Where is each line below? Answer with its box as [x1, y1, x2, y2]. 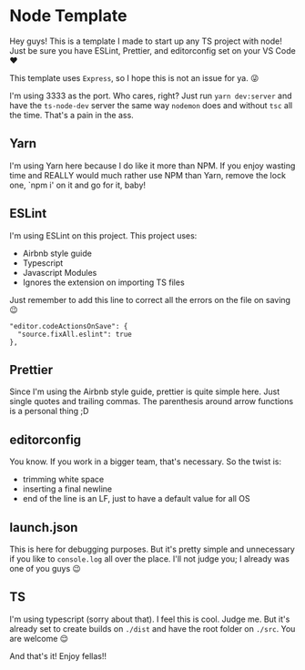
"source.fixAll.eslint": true [17, 330, 132, 339]
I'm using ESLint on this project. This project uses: [9, 229, 198, 241]
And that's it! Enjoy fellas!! [9, 650, 107, 661]
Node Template [9, 5, 127, 26]
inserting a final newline [22, 483, 112, 494]
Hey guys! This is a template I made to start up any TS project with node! [9, 36, 282, 46]
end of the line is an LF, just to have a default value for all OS [22, 493, 250, 504]
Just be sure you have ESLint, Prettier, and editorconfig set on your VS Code [9, 45, 296, 56]
